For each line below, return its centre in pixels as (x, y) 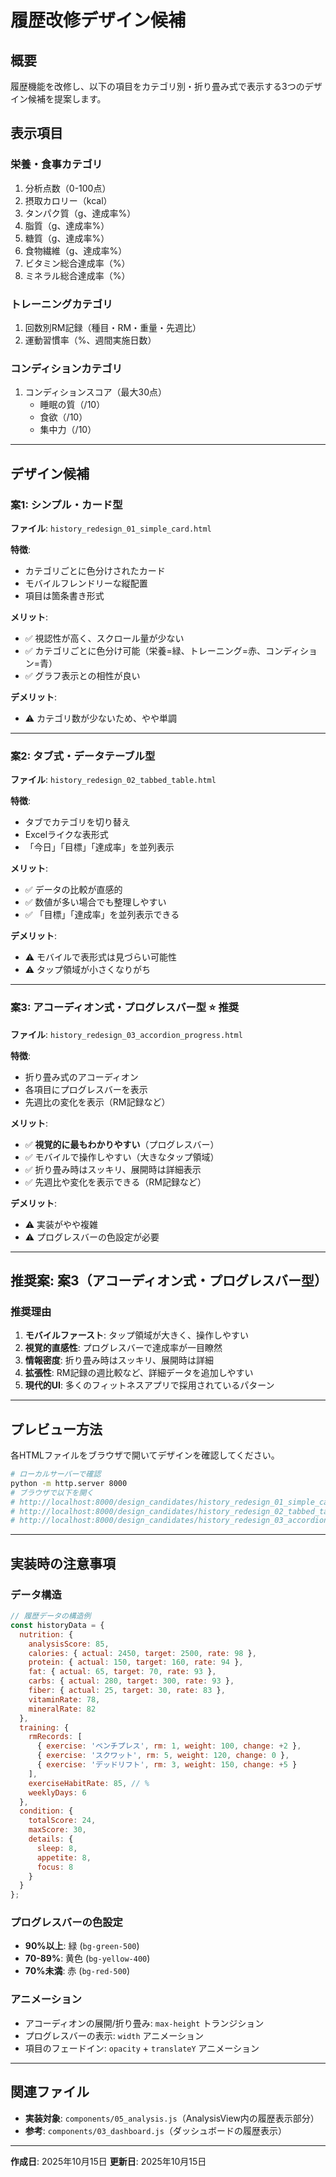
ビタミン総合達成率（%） (77, 263)
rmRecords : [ (55, 1737)
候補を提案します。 (67, 99)
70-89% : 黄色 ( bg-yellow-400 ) (87, 1958)
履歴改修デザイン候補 (98, 20)
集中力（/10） (68, 430)
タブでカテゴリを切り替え (77, 822)
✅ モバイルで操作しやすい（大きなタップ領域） (122, 1157)
